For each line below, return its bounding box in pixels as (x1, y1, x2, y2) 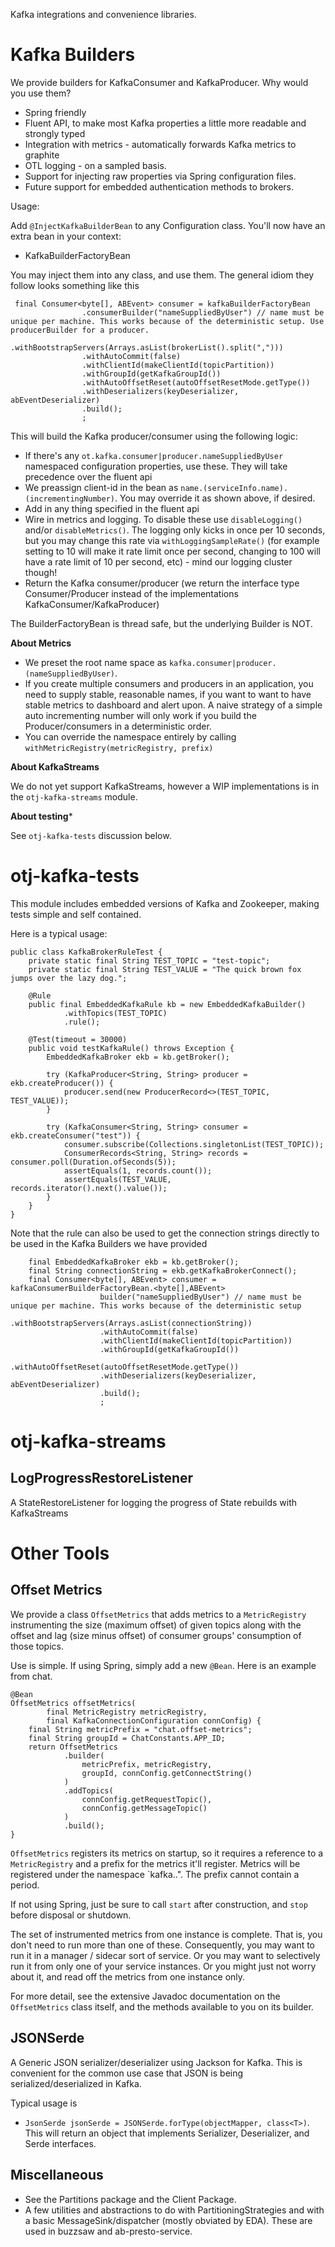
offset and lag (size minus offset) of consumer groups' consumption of (10, 1629, 302, 1641)
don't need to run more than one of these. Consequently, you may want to (10, 1939, 316, 1951)
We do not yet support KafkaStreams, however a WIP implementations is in (10, 780, 320, 792)
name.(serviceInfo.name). (180, 483, 289, 493)
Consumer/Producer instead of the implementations (24, 587, 239, 599)
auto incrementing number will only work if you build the (24, 709, 257, 721)
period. (10, 1879, 40, 1891)
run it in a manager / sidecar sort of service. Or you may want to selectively (10, 1949, 321, 1961)
